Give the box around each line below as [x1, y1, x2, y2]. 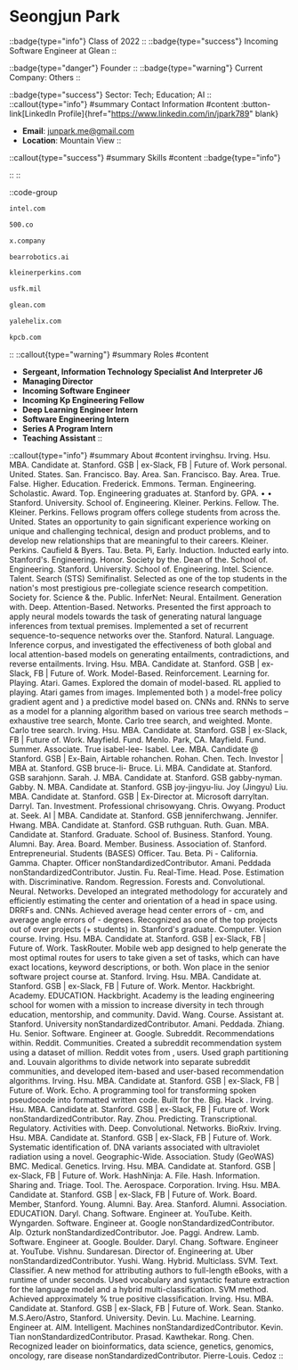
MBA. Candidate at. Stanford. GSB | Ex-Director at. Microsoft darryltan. [9, 791, 270, 802]
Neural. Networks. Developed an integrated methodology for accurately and [9, 886, 288, 896]
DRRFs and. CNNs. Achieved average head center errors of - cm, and [9, 904, 264, 915]
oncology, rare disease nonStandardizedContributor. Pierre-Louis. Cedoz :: [9, 1349, 284, 1361]
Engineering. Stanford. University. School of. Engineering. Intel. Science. [9, 564, 274, 574]
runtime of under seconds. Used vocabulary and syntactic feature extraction [9, 1274, 290, 1285]
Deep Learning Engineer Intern [21, 404, 139, 415]
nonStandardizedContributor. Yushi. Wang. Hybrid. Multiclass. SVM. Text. [9, 1255, 278, 1266]
